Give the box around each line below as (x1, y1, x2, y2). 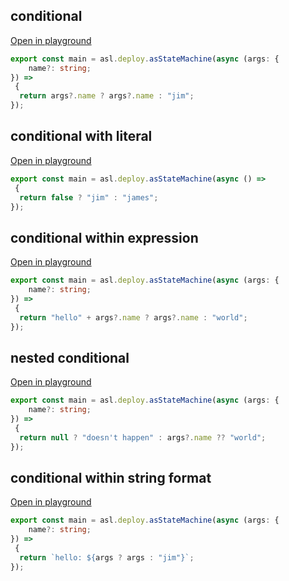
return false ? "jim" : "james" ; (19, 192, 159, 203)
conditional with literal (10, 128, 153, 145)
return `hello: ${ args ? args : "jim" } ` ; (19, 552, 195, 563)
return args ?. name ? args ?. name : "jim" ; (19, 91, 195, 101)
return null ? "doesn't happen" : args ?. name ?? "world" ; (19, 432, 267, 443)
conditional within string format (10, 469, 212, 486)
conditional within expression (10, 229, 199, 246)
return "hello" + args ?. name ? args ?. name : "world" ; (19, 312, 248, 323)
